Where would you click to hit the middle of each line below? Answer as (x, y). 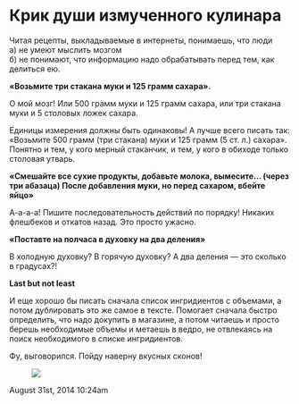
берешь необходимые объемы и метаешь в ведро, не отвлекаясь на (141, 329)
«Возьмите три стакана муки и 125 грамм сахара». (110, 86)
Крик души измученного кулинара (145, 16)
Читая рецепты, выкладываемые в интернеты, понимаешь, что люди (141, 40)
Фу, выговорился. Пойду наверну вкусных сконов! (106, 356)
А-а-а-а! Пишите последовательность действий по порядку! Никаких (142, 212)
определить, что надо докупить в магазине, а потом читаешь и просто (144, 319)
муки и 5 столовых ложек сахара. (74, 113)
